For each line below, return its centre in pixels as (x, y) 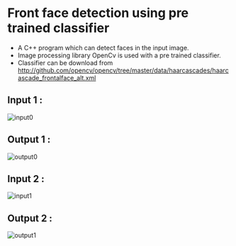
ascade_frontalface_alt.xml (57, 78)
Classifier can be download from (65, 62)
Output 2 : (30, 218)
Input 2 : (26, 179)
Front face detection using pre (98, 13)
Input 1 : (25, 100)
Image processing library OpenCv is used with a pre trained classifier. (119, 55)
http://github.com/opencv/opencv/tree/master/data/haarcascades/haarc (123, 70)
